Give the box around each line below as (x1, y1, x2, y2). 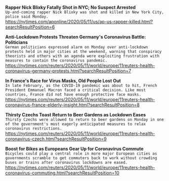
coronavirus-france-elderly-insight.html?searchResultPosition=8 (5, 102, 140, 108)
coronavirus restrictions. (5, 126, 62, 131)
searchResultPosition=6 (5, 24, 55, 30)
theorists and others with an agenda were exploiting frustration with (5, 53, 159, 58)
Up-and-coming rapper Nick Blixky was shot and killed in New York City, (5, 10, 164, 15)
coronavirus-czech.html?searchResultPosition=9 (5, 136, 107, 142)
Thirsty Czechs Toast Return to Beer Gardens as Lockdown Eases (5, 112, 146, 117)
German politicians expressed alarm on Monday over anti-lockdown (5, 45, 148, 50)
